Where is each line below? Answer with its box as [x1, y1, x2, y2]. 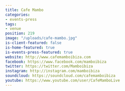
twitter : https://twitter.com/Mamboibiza [5, 64, 93, 69]
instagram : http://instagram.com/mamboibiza [5, 69, 100, 74]
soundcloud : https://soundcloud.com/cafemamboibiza [5, 73, 115, 78]
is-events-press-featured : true [5, 50, 73, 55]
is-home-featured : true [5, 45, 55, 50]
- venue [5, 26, 22, 31]
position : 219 [5, 31, 35, 36]
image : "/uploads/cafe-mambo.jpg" [5, 36, 78, 41]
